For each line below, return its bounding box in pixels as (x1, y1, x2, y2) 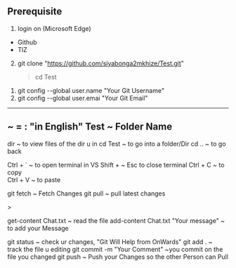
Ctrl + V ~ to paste (7, 175, 61, 184)
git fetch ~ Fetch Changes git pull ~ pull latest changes (7, 189, 166, 198)
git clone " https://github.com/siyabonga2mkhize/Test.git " (17, 59, 185, 68)
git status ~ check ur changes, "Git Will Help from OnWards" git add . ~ (7, 237, 213, 245)
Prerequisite (7, 6, 63, 18)
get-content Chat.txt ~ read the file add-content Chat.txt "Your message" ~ (7, 216, 225, 224)
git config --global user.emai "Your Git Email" (17, 94, 149, 102)
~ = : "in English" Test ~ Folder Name (7, 121, 173, 133)
